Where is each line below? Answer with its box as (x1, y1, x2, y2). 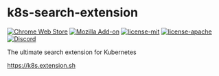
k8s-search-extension (7, 5, 139, 21)
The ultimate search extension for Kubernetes (7, 48, 137, 56)
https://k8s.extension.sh (7, 61, 76, 69)
